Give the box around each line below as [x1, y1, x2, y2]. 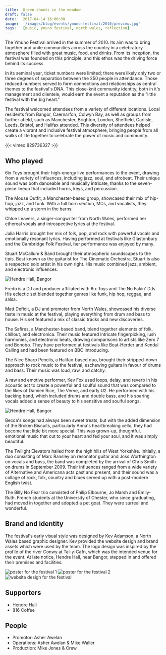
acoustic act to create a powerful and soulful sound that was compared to [5, 382, 156, 388]
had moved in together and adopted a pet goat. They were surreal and [5, 500, 149, 506]
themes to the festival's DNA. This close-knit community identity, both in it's [5, 86, 161, 92]
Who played [5, 157, 43, 165]
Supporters [5, 588, 41, 597]
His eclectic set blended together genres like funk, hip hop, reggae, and [5, 291, 152, 297]
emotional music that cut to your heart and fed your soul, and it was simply [5, 433, 158, 439]
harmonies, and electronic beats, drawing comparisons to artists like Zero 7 [5, 336, 160, 342]
